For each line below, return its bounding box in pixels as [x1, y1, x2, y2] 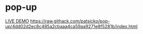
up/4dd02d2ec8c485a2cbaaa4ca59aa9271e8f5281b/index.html [5, 23, 138, 29]
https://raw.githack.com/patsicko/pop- [30, 18, 110, 24]
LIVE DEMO [5, 18, 29, 24]
